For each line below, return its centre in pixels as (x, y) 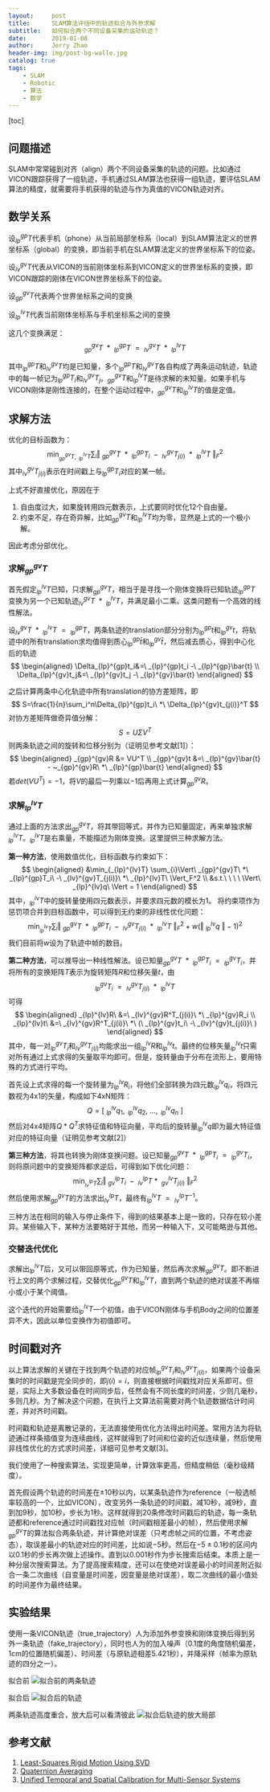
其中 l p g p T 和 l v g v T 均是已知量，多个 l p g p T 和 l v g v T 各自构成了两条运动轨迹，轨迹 (133, 366)
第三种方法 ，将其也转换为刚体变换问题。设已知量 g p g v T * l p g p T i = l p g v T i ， (133, 1155)
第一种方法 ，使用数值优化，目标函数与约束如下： (89, 856)
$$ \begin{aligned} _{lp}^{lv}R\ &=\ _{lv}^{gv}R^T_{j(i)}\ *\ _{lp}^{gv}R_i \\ (135, 1015)
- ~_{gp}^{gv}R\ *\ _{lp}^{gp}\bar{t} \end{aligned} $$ (135, 767)
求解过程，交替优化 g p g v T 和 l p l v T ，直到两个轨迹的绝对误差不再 (151, 1281)
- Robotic (39, 83)
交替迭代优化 (33, 1249)
